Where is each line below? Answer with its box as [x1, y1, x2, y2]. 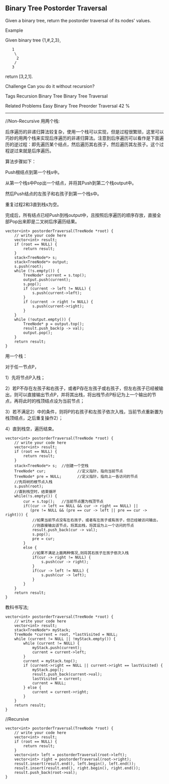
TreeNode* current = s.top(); [23, 272, 87, 278]
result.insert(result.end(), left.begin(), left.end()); [14, 761, 136, 766]
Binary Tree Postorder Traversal [5, 4, 107, 13]
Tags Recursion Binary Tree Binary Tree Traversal [5, 93, 108, 99]
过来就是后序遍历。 [14, 148, 54, 154]
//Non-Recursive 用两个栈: [5, 118, 60, 124]
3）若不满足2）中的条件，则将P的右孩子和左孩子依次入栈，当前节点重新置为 [5, 408, 163, 414]
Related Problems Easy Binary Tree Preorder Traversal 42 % [5, 103, 130, 109]
